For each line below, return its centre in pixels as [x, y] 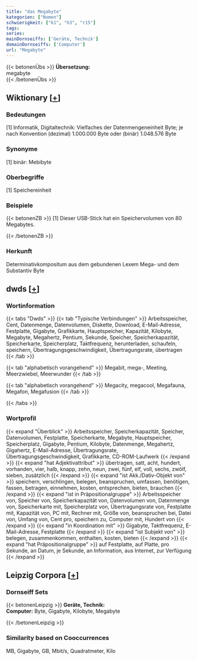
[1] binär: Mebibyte [29, 162]
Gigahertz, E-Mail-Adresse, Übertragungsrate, [62, 450]
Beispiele [20, 205]
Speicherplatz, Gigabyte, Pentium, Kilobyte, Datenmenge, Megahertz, [90, 444]
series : [16, 34]
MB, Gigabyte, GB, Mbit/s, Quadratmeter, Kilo [61, 651]
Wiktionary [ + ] [33, 98]
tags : [13, 28]
